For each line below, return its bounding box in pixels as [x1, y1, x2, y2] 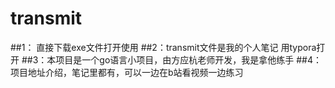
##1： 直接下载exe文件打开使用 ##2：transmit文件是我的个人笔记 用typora [10, 41, 317, 53]
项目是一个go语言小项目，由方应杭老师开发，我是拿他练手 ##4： [55, 53, 323, 66]
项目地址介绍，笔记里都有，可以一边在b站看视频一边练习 [10, 66, 244, 78]
